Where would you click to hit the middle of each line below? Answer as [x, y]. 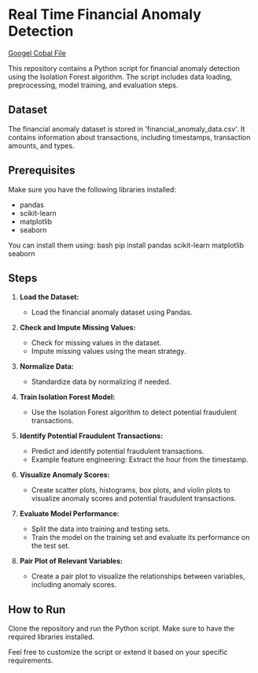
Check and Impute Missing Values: [77, 328]
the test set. [51, 546]
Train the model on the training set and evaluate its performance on [140, 537]
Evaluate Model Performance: [69, 514]
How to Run [37, 610]
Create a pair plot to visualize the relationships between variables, [138, 576]
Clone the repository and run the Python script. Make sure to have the [121, 629]
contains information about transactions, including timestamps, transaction [129, 137]
